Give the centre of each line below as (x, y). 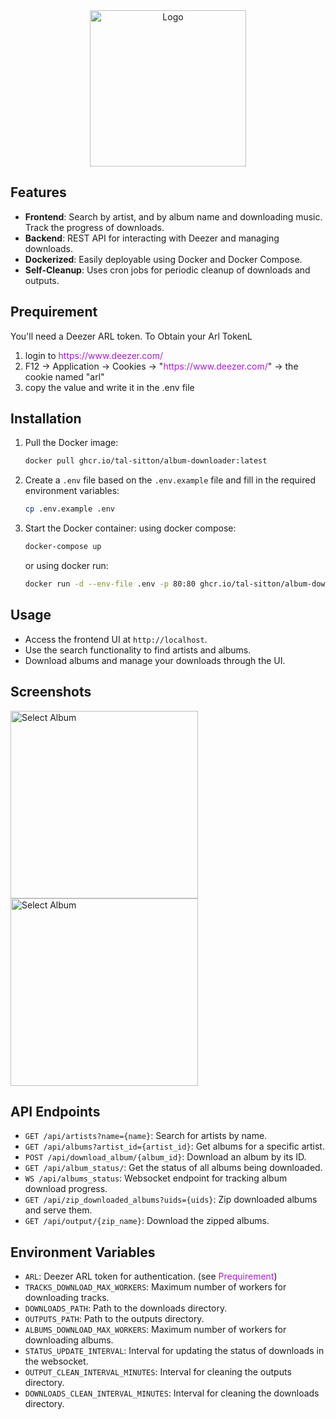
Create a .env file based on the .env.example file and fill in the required (170, 480)
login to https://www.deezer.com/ (93, 355)
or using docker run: (66, 566)
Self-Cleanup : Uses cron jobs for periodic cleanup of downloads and (167, 270)
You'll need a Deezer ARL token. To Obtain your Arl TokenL (131, 336)
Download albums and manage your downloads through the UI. (155, 660)
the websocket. (56, 1361)
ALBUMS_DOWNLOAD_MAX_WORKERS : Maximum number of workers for (155, 1330)
